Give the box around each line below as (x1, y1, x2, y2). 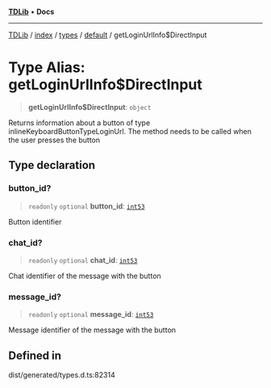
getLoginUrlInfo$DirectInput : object (27, 102, 152, 112)
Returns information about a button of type (8, 117, 151, 128)
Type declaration (8, 158, 95, 172)
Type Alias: (8, 58, 86, 77)
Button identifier (8, 217, 62, 226)
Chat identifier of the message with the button (8, 271, 161, 280)
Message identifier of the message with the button (8, 325, 176, 335)
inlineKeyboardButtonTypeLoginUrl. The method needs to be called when (8, 126, 252, 136)
